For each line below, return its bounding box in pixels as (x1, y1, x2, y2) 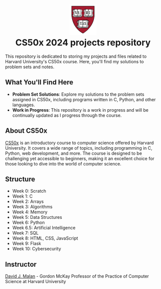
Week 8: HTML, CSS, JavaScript (12, 235, 78, 241)
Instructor (5, 260, 37, 268)
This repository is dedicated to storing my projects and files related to (5, 53, 147, 59)
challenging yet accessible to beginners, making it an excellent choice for (5, 155, 155, 162)
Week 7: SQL (12, 230, 39, 236)
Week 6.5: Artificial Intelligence (12, 225, 76, 231)
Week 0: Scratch (12, 188, 46, 194)
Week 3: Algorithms (12, 204, 53, 210)
